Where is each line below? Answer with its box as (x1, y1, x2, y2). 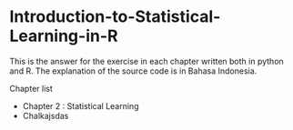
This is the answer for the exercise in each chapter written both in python (9, 55, 284, 66)
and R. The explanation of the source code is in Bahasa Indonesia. (9, 65, 258, 76)
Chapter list (9, 83, 53, 94)
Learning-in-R (9, 25, 118, 46)
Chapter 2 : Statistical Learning (22, 100, 139, 111)
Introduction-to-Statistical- (9, 6, 221, 27)
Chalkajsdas (22, 110, 69, 121)
